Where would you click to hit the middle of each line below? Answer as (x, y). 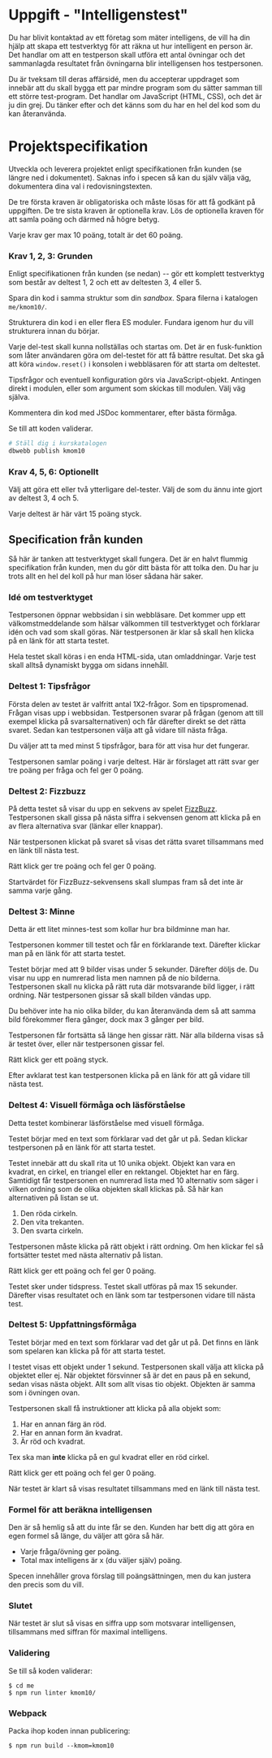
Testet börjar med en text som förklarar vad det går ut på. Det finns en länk (134, 1342)
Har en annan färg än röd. (63, 1424)
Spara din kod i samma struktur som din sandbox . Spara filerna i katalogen (133, 298)
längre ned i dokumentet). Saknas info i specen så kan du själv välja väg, (130, 177)
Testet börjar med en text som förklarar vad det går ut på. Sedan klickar (128, 1138)
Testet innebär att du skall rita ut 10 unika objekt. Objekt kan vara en (122, 1163)
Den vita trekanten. (52, 1222)
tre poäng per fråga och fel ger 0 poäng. (76, 770)
